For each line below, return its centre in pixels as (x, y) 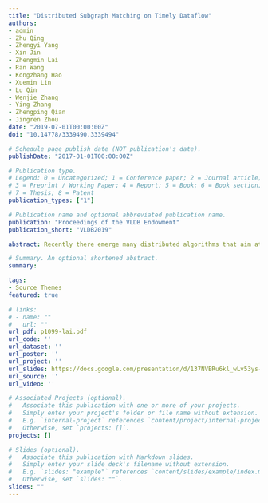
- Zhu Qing (26, 38)
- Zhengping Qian (37, 113)
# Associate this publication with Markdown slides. (101, 457)
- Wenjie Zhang (33, 97)
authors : (23, 23)
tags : (17, 280)
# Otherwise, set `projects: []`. (69, 428)
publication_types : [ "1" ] (51, 200)
